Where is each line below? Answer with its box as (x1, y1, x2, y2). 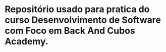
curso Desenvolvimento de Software (5, 14, 161, 26)
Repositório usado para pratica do (5, 4, 150, 15)
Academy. (5, 36, 48, 47)
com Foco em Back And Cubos (5, 25, 136, 36)
